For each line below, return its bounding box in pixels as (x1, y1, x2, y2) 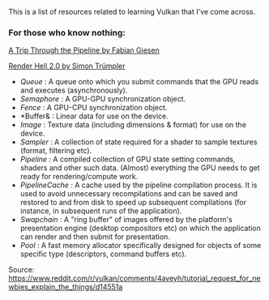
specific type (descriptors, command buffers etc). (19, 249, 187, 259)
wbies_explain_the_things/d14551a (8, 282, 123, 292)
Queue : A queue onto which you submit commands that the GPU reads (19, 77, 259, 87)
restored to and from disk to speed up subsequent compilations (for (19, 198, 247, 208)
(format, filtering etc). (19, 146, 92, 156)
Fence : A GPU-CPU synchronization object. (19, 103, 168, 113)
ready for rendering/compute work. (19, 172, 139, 182)
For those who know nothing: (8, 27, 126, 38)
